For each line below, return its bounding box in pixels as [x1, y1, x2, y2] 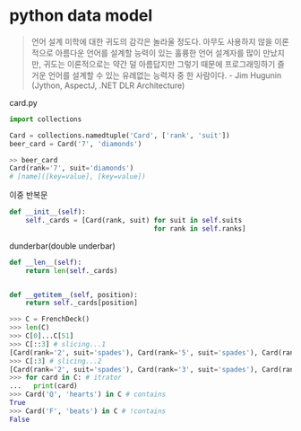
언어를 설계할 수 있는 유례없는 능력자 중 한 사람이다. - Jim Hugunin [47, 69, 282, 81]
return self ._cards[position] [25, 298, 139, 308]
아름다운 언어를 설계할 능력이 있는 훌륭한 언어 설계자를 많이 [55, 47, 262, 58]
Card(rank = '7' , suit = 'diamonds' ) [9, 163, 134, 173]
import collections [9, 114, 82, 124]
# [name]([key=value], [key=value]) [9, 172, 146, 181]
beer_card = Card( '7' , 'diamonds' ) [9, 139, 142, 148]
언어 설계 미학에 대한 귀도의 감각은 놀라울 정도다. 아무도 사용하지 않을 [30, 36, 273, 47]
